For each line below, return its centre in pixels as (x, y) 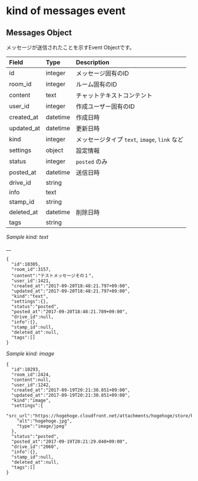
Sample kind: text (27, 237)
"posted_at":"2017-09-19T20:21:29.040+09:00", (70, 442)
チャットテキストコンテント (114, 95)
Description (93, 62)
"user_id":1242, (31, 385)
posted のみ (92, 162)
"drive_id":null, (33, 317)
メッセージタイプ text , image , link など (130, 140)
